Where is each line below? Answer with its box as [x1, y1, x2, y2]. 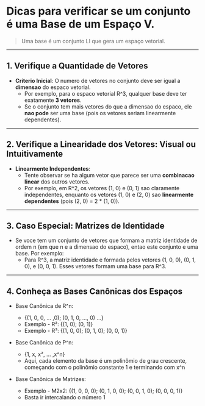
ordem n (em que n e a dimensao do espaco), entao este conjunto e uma [15, 243, 198, 251]
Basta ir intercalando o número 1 [24, 394, 106, 401]
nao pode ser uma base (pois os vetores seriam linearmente [24, 109, 176, 116]
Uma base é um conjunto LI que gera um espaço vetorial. [21, 37, 166, 45]
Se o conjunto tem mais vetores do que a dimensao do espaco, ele [24, 102, 192, 110]
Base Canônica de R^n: [15, 302, 74, 310]
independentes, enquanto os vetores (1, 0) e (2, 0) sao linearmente [24, 191, 194, 198]
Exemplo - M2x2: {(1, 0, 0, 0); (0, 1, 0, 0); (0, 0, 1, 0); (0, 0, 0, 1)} [24, 387, 183, 394]
